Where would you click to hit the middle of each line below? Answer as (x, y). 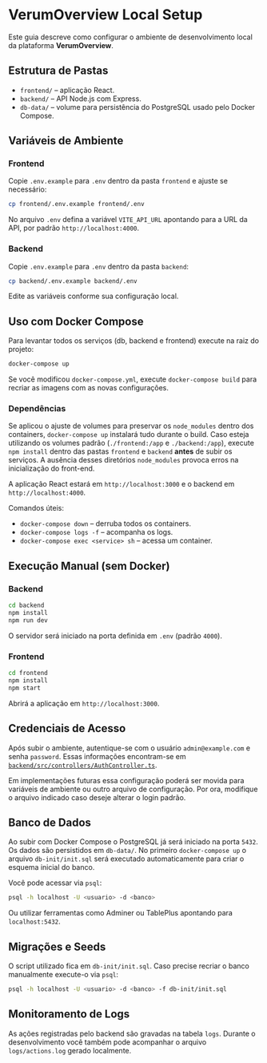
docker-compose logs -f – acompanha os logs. (96, 532)
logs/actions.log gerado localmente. (70, 1050)
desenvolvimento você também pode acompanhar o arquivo (108, 1042)
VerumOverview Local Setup (106, 15)
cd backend (26, 606)
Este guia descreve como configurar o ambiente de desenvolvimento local (131, 37)
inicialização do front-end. (52, 469)
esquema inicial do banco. (52, 867)
